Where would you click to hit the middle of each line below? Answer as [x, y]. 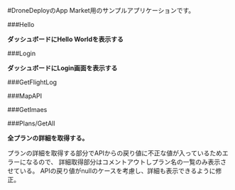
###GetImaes [27, 110]
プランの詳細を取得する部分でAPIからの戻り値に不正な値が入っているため [115, 153]
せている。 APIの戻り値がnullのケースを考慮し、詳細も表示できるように [111, 171]
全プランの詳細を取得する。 [48, 138]
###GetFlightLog [32, 82]
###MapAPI [25, 96]
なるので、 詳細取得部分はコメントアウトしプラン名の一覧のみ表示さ [126, 162]
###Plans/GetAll [31, 123]
